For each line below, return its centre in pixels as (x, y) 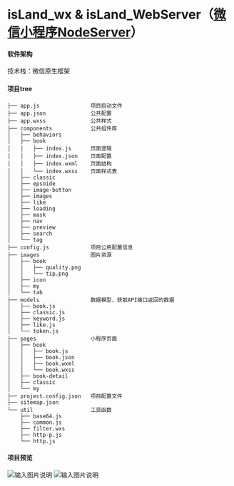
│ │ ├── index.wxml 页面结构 (60, 164)
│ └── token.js (33, 331)
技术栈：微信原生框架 (39, 71)
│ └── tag (25, 239)
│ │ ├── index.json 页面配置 (60, 156)
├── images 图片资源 (60, 255)
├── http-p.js (41, 435)
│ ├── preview (31, 227)
